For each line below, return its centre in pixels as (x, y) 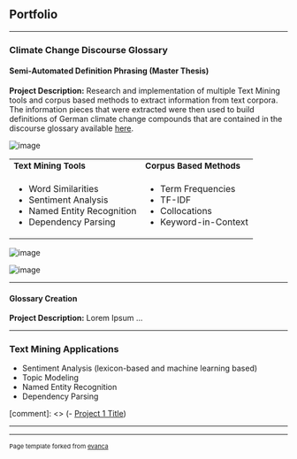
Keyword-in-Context (205, 222)
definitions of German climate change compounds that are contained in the (146, 119)
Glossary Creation (43, 298)
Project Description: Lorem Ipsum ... (76, 318)
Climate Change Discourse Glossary (88, 50)
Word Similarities (64, 188)
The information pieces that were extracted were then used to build (132, 109)
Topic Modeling (50, 378)
